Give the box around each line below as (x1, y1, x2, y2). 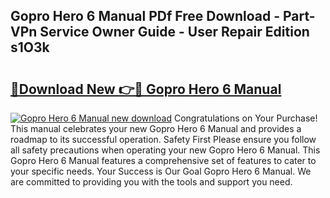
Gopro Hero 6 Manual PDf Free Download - (10, 8, 280, 25)
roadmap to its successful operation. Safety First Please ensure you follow (10, 134, 317, 145)
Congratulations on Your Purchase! (173, 112, 318, 124)
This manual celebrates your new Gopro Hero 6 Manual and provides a (10, 123, 302, 134)
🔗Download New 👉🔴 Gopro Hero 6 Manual (10, 80, 282, 98)
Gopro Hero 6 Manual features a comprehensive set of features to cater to (10, 155, 317, 166)
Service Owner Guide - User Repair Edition (39, 24, 310, 41)
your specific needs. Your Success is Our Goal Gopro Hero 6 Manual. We (10, 165, 312, 177)
